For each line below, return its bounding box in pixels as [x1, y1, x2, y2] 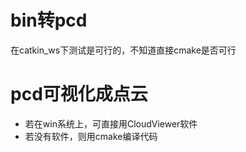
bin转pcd [10, 9, 88, 32]
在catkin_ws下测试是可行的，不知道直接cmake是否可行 [10, 44, 237, 56]
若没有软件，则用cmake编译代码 [24, 130, 158, 142]
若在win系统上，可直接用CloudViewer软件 [24, 117, 198, 130]
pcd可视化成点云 [10, 83, 148, 106]
